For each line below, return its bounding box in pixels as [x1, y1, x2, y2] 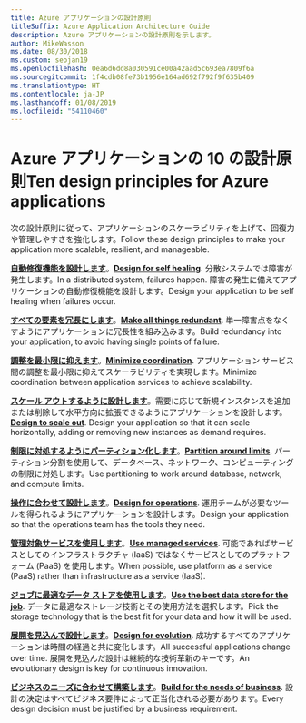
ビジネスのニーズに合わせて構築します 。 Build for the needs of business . [10, 682, 284, 693]
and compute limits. [10, 479, 84, 490]
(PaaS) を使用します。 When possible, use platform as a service [35, 561, 273, 572]
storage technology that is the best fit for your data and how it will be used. [10, 611, 291, 622]
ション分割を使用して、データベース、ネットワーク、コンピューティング [25, 457, 294, 468]
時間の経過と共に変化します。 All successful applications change [49, 641, 291, 652]
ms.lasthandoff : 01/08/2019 [10, 97, 117, 107]
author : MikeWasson [10, 38, 84, 48]
